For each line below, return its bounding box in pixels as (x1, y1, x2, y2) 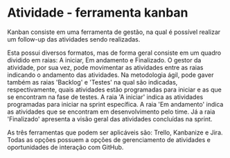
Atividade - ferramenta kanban (7, 5, 188, 21)
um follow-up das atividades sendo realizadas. (7, 35, 141, 43)
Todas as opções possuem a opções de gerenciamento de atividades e (7, 135, 211, 143)
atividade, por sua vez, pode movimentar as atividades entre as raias (7, 63, 204, 71)
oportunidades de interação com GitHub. (7, 143, 124, 151)
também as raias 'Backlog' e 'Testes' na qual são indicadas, (7, 78, 178, 86)
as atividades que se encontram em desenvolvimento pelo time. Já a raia (7, 107, 215, 116)
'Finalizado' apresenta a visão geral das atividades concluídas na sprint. (7, 114, 213, 123)
